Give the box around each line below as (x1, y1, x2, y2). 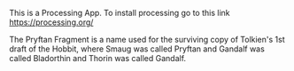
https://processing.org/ (9, 17, 94, 28)
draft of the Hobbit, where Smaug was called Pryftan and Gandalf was (9, 43, 266, 54)
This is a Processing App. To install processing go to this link (9, 8, 230, 18)
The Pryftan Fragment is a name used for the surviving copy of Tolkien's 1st (9, 35, 285, 44)
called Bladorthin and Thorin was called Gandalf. (9, 53, 187, 63)
